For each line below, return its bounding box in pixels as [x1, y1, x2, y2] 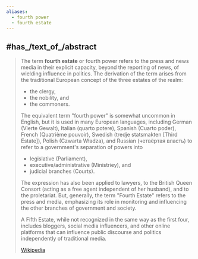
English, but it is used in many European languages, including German [20, 118, 192, 125]
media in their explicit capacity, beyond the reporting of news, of [20, 64, 180, 71]
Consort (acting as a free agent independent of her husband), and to [20, 185, 189, 193]
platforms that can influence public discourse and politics [20, 229, 162, 236]
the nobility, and [29, 94, 70, 102]
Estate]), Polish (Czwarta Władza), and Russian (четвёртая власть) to [20, 137, 193, 144]
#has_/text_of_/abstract [6, 42, 97, 52]
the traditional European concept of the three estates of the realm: [20, 77, 183, 84]
